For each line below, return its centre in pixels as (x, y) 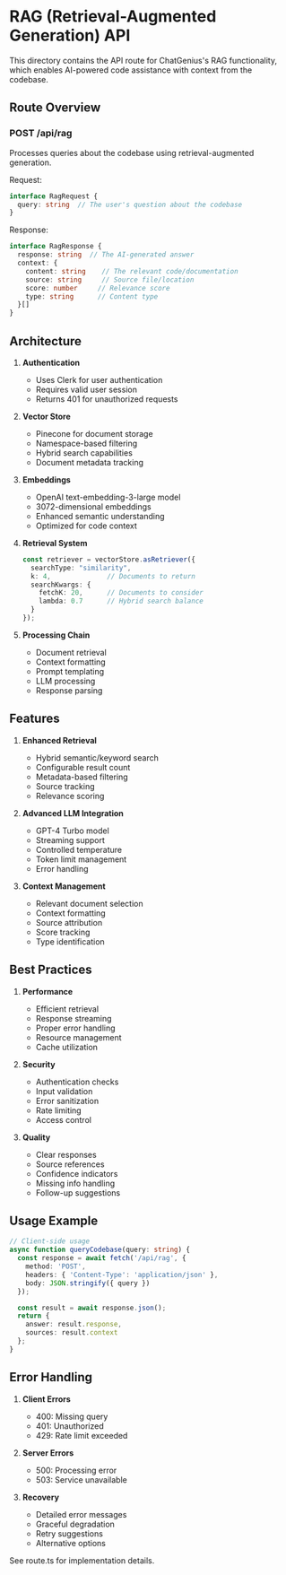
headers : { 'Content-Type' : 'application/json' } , (122, 1275)
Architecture (46, 341)
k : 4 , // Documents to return (113, 576)
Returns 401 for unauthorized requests (107, 399)
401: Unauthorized (70, 1426)
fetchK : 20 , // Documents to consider (121, 593)
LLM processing (65, 681)
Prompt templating (70, 671)
